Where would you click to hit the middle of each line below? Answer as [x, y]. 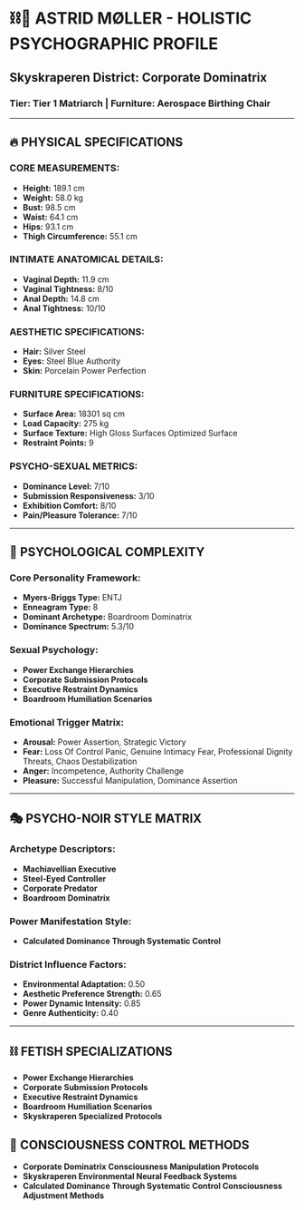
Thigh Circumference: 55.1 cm [80, 236]
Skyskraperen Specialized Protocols [92, 1117]
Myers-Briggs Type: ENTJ [72, 598]
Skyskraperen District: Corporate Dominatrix [138, 78]
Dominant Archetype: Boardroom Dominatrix [107, 617]
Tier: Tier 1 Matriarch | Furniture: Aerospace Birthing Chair [140, 103]
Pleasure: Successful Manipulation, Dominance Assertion [130, 781]
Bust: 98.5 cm [49, 207]
